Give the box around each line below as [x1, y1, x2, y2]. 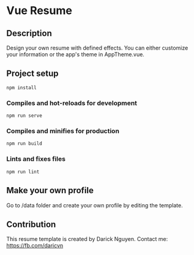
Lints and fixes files [6, 155, 66, 163]
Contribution [6, 219, 56, 229]
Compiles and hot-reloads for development [6, 98, 138, 107]
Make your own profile [6, 185, 94, 196]
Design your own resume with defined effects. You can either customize [6, 44, 188, 51]
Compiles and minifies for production [6, 127, 119, 135]
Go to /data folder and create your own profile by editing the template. [6, 201, 183, 209]
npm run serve [6, 113, 43, 119]
